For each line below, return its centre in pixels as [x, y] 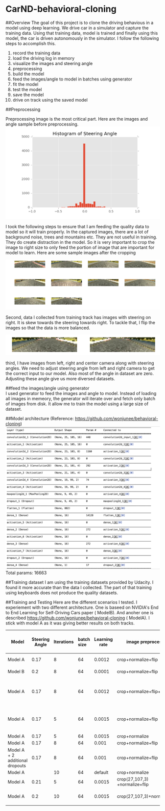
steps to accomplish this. [31, 43]
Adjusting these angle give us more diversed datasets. [60, 378]
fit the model [25, 84]
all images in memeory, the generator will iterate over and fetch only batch [81, 398]
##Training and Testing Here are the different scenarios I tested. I [71, 602]
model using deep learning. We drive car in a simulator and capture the [77, 27]
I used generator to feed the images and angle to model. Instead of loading [81, 393]
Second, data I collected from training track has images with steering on [78, 317]
